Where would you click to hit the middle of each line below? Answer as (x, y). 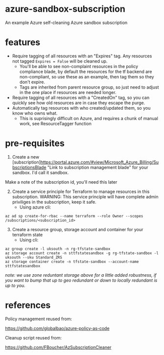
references (28, 305)
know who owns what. (35, 113)
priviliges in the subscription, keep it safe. (54, 202)
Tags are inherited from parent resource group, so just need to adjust (89, 87)
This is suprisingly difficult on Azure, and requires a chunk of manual (89, 118)
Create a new (26, 157)
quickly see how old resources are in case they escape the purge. (79, 103)
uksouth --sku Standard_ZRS (34, 257)
